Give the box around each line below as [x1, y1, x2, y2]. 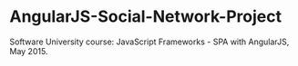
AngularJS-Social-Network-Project [9, 6, 283, 27]
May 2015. [9, 45, 48, 56]
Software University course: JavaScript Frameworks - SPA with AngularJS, [9, 36, 290, 47]
